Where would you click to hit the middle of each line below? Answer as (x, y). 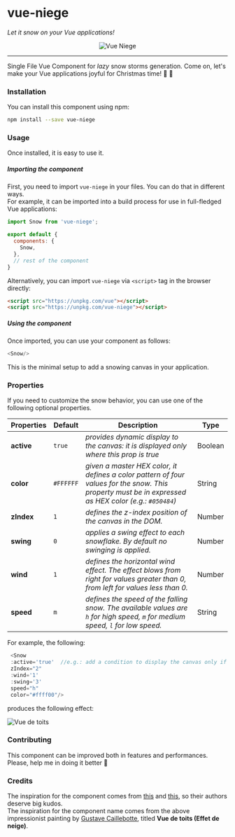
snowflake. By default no (126, 541)
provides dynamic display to (132, 437)
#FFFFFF (66, 484)
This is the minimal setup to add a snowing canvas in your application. (108, 367)
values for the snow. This (127, 484)
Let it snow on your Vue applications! (61, 32)
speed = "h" (24, 688)
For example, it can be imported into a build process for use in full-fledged (114, 202)
